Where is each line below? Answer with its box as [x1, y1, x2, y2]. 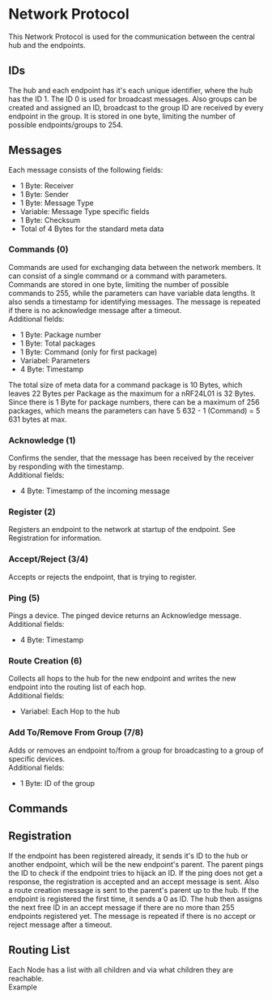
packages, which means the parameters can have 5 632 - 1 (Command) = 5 [8, 406, 261, 415]
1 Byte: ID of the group [19, 778, 96, 788]
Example [8, 982, 38, 992]
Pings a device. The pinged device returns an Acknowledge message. [8, 611, 241, 620]
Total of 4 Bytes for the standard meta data [19, 224, 164, 234]
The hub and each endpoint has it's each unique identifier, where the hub [8, 85, 253, 95]
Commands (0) [8, 244, 69, 255]
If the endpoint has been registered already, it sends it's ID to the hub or [8, 851, 249, 861]
